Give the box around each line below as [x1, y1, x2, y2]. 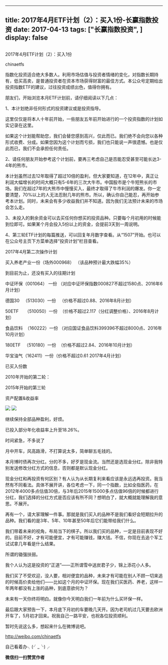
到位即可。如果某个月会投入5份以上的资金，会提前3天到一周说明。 [5, 221, 142, 227]
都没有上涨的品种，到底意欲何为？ [18, 585, 88, 591]
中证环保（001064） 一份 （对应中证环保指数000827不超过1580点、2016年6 [5, 280, 163, 286]
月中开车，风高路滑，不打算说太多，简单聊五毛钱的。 [5, 448, 115, 454]
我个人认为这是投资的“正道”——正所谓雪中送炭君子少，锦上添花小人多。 [5, 562, 154, 568]
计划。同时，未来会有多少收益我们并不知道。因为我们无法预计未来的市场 [13, 198, 163, 204]
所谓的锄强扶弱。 [5, 551, 40, 557]
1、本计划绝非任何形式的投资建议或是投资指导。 [5, 105, 103, 111]
